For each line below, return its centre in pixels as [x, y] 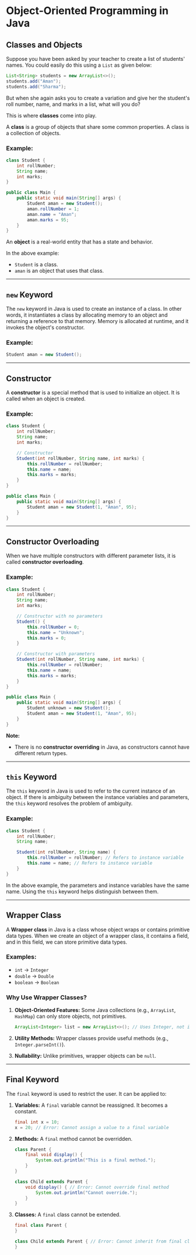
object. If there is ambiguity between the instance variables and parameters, [98, 797]
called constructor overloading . [45, 562]
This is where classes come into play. [51, 115]
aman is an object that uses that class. [59, 271]
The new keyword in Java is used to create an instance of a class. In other [94, 309]
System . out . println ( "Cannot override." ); [87, 1192]
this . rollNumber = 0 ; [53, 627]
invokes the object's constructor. [45, 328]
